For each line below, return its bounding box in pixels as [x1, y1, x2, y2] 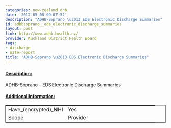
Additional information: [5, 93, 56, 100]
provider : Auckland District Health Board [5, 36, 97, 41]
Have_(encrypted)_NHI [8, 106, 63, 113]
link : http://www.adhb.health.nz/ [5, 31, 79, 36]
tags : [5, 41, 17, 46]
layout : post [5, 26, 33, 31]
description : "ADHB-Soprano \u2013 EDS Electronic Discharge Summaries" [5, 17, 163, 22]
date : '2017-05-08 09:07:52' [5, 12, 67, 17]
